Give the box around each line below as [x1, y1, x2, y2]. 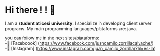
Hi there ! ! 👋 [5, 4, 56, 16]
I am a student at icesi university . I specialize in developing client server [5, 20, 152, 26]
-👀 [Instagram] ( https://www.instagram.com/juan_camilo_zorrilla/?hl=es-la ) [5, 45, 156, 51]
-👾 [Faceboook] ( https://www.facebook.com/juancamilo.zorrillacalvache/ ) [5, 40, 154, 46]
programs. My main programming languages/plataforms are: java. [5, 25, 137, 31]
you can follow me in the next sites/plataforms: [5, 35, 99, 41]
